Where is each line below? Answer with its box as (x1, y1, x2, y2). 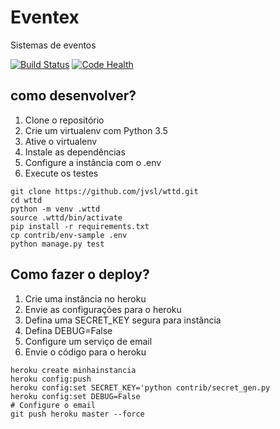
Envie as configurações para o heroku (24, 303, 182, 315)
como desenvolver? (10, 87, 137, 105)
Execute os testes (24, 167, 99, 179)
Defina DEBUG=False (24, 324, 113, 336)
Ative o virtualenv (24, 135, 98, 147)
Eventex (10, 6, 80, 29)
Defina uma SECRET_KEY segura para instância (24, 314, 222, 326)
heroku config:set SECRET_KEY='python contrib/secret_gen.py (10, 382, 271, 393)
